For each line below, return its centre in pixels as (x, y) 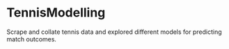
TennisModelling (56, 13)
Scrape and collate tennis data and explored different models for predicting (114, 32)
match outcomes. (32, 39)
